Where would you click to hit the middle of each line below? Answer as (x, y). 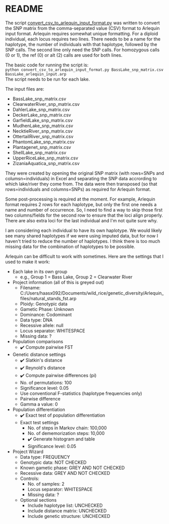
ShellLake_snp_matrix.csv (39, 152)
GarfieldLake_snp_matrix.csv (43, 120)
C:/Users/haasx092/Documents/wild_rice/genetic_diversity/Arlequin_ (92, 293)
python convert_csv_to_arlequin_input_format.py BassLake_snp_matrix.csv (84, 70)
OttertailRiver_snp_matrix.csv (43, 136)
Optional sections (38, 500)
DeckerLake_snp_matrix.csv (42, 115)
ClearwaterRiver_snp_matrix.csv (46, 104)
